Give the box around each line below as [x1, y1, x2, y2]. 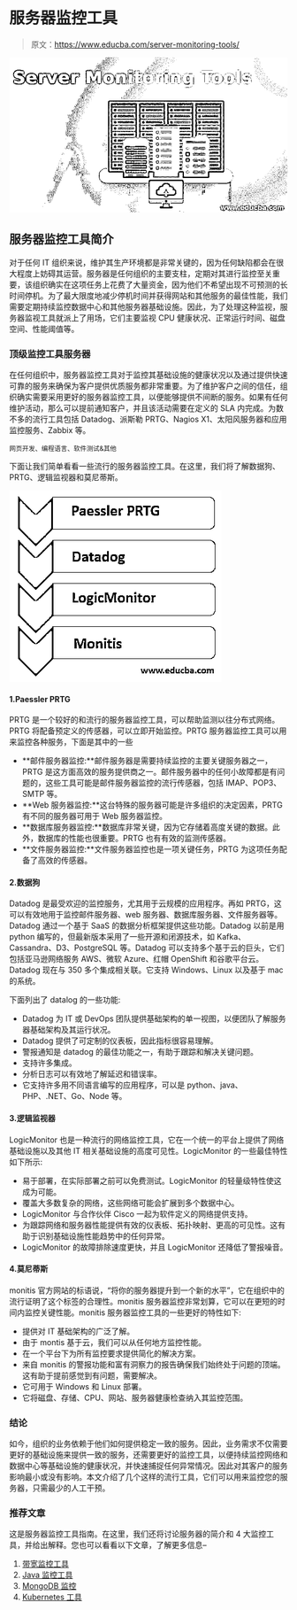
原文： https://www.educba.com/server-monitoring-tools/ [30, 39, 240, 50]
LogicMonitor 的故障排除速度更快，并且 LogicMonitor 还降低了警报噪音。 [21, 1242, 288, 1252]
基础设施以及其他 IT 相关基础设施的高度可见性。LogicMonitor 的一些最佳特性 [9, 1145, 288, 1156]
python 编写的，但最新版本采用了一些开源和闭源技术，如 [9, 932, 215, 942]
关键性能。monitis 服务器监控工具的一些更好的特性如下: [39, 1307, 241, 1318]
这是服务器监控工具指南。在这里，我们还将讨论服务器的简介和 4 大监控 [9, 1529, 267, 1539]
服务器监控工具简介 [9, 232, 114, 247]
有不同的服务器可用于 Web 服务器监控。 [21, 811, 168, 822]
